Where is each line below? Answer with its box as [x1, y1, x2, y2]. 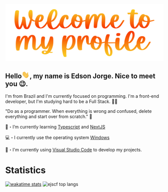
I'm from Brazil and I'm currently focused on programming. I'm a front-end [5, 93, 159, 99]
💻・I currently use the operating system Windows [5, 134, 110, 140]
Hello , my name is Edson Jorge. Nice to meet [5, 72, 156, 81]
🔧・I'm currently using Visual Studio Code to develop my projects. [5, 146, 142, 152]
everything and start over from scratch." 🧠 [5, 113, 93, 119]
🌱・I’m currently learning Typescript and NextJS [5, 124, 106, 130]
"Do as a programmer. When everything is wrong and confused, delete [5, 108, 152, 114]
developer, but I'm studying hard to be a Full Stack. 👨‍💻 [5, 98, 118, 104]
